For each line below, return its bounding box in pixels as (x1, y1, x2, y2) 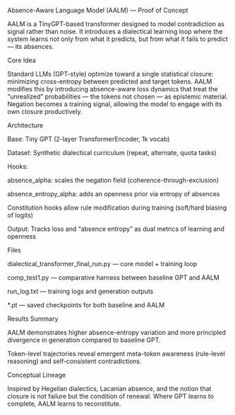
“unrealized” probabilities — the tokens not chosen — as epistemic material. (7, 92, 228, 101)
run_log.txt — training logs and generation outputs (7, 287, 154, 295)
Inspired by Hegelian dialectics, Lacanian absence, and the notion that (7, 385, 212, 392)
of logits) (7, 211, 34, 219)
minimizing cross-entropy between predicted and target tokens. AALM (7, 77, 212, 86)
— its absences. (7, 42, 54, 50)
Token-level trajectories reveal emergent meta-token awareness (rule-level (7, 350, 226, 358)
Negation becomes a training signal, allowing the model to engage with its (7, 100, 222, 108)
